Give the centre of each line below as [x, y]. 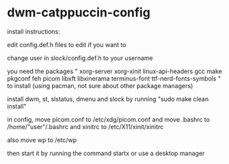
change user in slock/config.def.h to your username [80, 58]
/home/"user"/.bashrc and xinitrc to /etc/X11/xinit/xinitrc [85, 126]
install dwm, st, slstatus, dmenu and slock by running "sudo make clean [108, 99]
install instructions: [33, 31]
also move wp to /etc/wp [42, 140]
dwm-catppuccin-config [79, 13]
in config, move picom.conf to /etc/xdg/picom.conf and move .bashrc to [109, 119]
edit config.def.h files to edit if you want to [67, 44]
